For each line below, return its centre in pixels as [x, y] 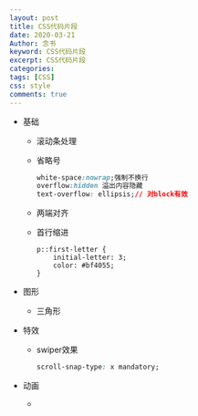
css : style [30, 86]
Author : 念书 [33, 43]
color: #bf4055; [84, 265]
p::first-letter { [71, 250]
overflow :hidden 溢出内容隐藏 [89, 186]
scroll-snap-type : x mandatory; [98, 367]
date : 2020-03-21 [42, 35]
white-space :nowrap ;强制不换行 [92, 177]
